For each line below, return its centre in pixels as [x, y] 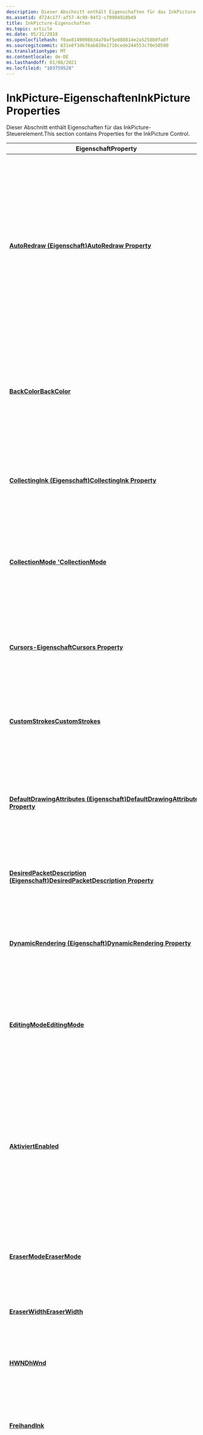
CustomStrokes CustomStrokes [55, 721]
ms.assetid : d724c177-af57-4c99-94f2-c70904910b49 [71, 18]
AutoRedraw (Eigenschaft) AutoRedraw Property [80, 246]
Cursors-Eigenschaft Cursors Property [66, 647]
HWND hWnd [28, 1363]
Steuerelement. [25, 134]
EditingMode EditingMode [47, 1025]
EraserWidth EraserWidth [46, 1312]
